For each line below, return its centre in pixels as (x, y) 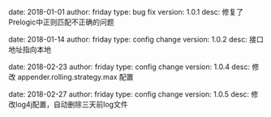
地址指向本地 (30, 50)
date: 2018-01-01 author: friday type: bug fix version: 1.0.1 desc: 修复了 (126, 12)
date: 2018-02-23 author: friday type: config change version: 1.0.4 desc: (129, 67)
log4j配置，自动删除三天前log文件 (71, 104)
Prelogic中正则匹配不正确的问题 (61, 22)
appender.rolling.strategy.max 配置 (75, 77)
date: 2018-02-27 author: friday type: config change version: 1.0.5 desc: (129, 94)
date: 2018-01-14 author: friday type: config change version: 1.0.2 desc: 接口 (136, 39)
